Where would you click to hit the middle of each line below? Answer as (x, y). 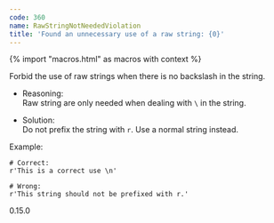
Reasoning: (43, 93)
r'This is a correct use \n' (63, 171)
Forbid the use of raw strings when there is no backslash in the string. (137, 76)
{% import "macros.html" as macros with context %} (105, 60)
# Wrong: (25, 187)
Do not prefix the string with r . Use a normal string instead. (130, 130)
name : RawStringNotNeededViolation (75, 26)
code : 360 (28, 17)
